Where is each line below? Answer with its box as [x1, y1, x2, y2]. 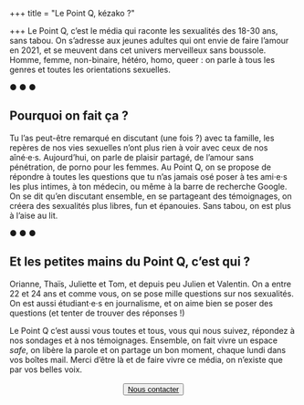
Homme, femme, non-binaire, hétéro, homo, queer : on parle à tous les [9, 55, 276, 65]
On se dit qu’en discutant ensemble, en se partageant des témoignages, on [9, 191, 292, 202]
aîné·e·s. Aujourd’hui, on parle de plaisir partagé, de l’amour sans [9, 151, 254, 162]
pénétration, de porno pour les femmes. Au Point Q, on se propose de [9, 161, 272, 172]
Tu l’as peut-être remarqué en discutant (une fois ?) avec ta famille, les [9, 132, 275, 143]
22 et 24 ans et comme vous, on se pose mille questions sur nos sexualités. [9, 287, 294, 299]
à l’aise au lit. [9, 210, 58, 221]
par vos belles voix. [9, 364, 83, 375]
